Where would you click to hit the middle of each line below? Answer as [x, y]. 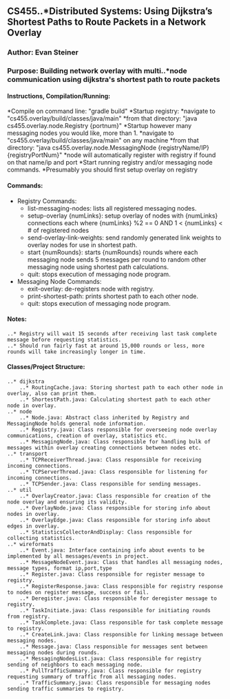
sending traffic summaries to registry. [66, 689]
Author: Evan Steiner [43, 52]
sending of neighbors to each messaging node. [75, 665]
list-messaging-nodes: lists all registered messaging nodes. [112, 208]
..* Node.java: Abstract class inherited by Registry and [104, 418]
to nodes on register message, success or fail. [78, 593]
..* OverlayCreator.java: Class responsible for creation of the [115, 496]
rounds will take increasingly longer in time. [77, 352]
